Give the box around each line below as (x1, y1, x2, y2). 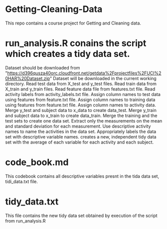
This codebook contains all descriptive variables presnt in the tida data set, (5, 173, 160, 179)
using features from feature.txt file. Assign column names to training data (5, 96, 156, 102)
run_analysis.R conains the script (5, 37, 147, 49)
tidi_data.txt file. (5, 178, 38, 184)
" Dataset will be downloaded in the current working (49, 75, 157, 81)
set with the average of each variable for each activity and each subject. (5, 139, 154, 145)
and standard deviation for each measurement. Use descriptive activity (5, 123, 151, 129)
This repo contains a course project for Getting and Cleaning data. (5, 20, 141, 26)
